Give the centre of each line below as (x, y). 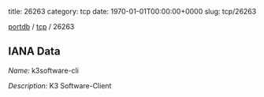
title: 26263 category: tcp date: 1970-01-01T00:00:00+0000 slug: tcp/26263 (132, 11)
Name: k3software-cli (43, 70)
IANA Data (34, 52)
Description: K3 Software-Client (60, 85)
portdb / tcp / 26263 (41, 26)
